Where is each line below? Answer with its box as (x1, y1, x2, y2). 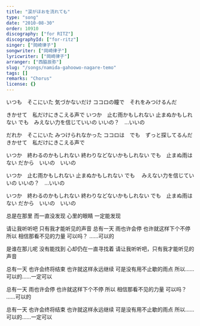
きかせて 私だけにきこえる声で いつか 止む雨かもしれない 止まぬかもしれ (6, 111, 193, 118)
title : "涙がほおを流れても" (6, 8, 71, 15)
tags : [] (6, 70, 28, 76)
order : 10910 (6, 25, 39, 32)
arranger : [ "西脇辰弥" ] (6, 59, 62, 65)
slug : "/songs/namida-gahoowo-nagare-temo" (6, 64, 117, 71)
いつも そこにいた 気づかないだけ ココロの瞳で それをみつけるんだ (6, 98, 177, 105)
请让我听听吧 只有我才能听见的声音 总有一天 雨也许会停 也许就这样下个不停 (6, 225, 190, 232)
